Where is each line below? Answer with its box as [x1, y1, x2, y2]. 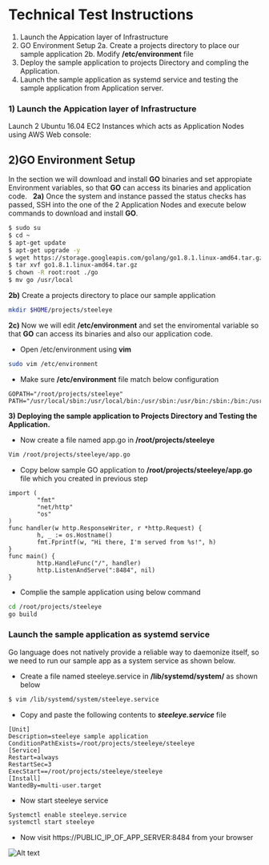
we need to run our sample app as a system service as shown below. [8, 655, 236, 666]
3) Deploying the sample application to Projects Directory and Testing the [8, 411, 258, 420]
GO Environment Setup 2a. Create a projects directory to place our [19, 40, 240, 50]
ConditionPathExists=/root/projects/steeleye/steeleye [8, 739, 195, 747]
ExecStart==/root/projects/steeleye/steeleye [8, 767, 163, 775]
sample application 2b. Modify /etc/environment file [19, 49, 194, 58]
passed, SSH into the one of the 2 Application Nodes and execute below [8, 200, 247, 210]
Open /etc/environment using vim [19, 344, 132, 354]
